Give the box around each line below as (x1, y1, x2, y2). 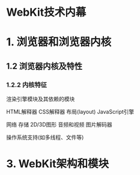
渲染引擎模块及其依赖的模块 (6, 96, 75, 103)
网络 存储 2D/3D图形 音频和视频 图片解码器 (6, 121, 112, 128)
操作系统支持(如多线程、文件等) (6, 134, 84, 141)
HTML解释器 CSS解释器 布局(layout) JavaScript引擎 (6, 108, 135, 115)
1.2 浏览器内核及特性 (6, 61, 83, 71)
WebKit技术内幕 (6, 5, 87, 19)
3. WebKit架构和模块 (6, 157, 109, 171)
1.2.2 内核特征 (6, 81, 47, 89)
